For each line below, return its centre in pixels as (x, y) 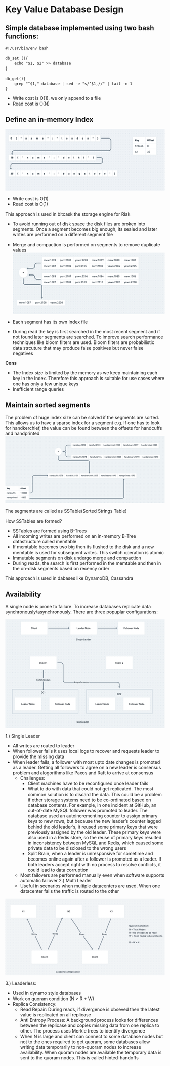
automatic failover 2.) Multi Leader (56, 880)
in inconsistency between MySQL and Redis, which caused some (96, 843)
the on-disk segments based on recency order (61, 568)
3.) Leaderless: (21, 983)
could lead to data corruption (58, 870)
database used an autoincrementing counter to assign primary (93, 816)
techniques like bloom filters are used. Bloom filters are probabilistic (83, 342)
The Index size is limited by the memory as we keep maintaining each (85, 373)
